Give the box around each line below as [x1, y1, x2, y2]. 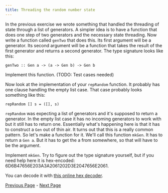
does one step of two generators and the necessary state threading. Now [5, 32, 157, 38]
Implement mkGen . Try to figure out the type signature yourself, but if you [5, 152, 154, 158]
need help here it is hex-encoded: [5, 157, 75, 163]
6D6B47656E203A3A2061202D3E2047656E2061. [5, 162, 109, 168]
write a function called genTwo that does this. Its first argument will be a [5, 37, 151, 43]
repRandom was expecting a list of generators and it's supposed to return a [5, 110, 158, 116]
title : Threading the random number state [5, 7, 95, 13]
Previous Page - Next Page [5, 182, 61, 188]
